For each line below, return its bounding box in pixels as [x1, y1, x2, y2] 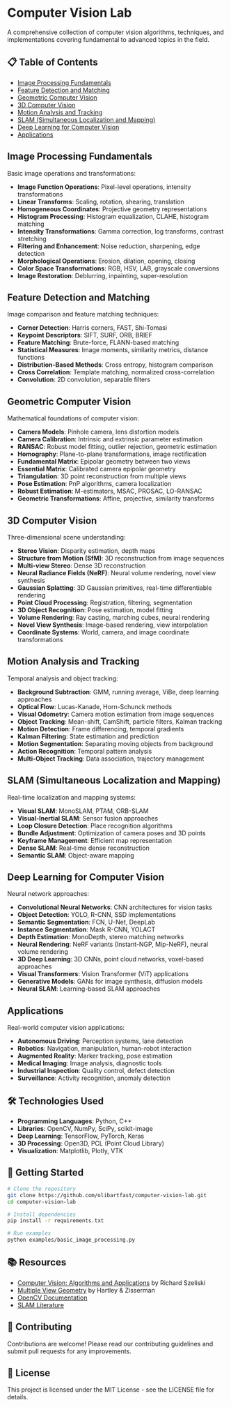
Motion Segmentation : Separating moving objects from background [17, 739, 214, 747]
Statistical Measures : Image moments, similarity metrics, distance [17, 346, 209, 354]
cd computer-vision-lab [7, 1198, 77, 1206]
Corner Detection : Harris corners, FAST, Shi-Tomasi [17, 324, 168, 332]
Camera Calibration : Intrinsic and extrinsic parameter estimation [17, 435, 203, 443]
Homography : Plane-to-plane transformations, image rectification [17, 450, 207, 458]
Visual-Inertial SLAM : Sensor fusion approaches [17, 814, 159, 822]
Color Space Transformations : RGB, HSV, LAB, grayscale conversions [17, 264, 220, 273]
